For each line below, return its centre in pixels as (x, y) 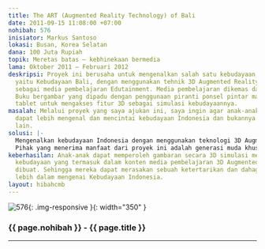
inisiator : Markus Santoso (52, 38)
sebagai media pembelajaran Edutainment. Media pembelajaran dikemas (132, 89)
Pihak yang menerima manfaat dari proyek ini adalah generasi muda (129, 148)
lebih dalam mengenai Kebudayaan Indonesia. (90, 177)
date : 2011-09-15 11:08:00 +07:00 (65, 23)
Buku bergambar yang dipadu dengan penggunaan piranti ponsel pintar (132, 96)
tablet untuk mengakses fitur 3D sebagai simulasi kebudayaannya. (127, 104)
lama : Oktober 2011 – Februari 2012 (68, 67)
